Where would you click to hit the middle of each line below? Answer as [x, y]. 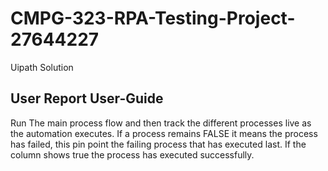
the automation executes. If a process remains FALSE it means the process [164, 133]
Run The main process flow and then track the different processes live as [161, 123]
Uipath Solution [42, 67]
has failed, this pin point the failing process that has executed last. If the [158, 144]
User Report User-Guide [87, 98]
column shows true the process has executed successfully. [132, 154]
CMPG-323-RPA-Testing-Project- [153, 18]
